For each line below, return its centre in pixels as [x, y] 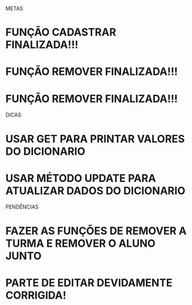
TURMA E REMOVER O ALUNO [81, 243]
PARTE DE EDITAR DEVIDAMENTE [89, 283]
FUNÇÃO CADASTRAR [61, 32]
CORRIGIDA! [36, 295]
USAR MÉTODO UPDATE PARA [81, 178]
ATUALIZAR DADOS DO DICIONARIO [95, 190]
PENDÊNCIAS [22, 207]
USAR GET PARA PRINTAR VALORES [95, 139]
